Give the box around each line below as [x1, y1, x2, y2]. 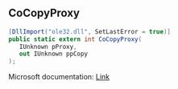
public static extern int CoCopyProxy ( [8, 35, 143, 43]
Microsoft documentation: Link [8, 72, 110, 82]
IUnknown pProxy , [19, 42, 78, 51]
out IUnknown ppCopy [19, 50, 89, 59]
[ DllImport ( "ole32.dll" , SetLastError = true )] [8, 27, 172, 35]
